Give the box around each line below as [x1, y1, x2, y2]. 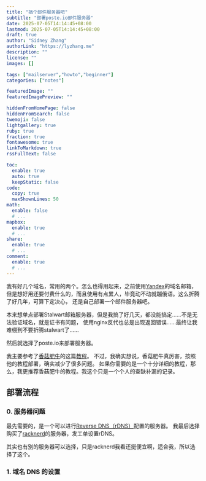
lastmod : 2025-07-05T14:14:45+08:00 [6, 26, 100, 33]
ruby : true [6, 128, 34, 134]
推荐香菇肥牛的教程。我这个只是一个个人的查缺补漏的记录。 [27, 367, 178, 375]
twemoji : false [6, 116, 45, 123]
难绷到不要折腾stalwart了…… [6, 326, 79, 334]
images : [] [6, 60, 34, 66]
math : [6, 202, 20, 208]
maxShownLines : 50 [12, 196, 59, 203]
